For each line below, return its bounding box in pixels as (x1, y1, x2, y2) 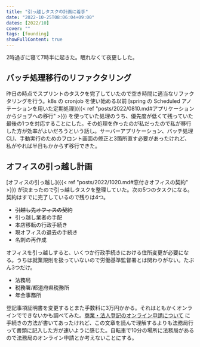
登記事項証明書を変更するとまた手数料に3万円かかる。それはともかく (6, 304, 177, 311)
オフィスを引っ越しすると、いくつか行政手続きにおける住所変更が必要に (6, 249, 184, 256)
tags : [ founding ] (6, 31, 50, 37)
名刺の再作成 (14, 236, 47, 243)
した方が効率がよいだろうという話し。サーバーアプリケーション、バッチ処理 (6, 127, 193, 135)
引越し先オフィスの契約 (14, 206, 73, 213)
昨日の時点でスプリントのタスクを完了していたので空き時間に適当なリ (6, 90, 179, 97)
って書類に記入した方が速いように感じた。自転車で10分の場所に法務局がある (6, 327, 195, 334)
